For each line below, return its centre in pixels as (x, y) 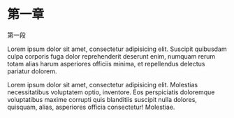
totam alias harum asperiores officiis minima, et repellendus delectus (106, 64)
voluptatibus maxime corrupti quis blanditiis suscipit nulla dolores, (102, 99)
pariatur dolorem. (32, 71)
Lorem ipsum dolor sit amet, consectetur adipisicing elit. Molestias (102, 84)
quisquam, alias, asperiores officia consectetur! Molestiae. (91, 107)
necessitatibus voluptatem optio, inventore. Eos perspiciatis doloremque (111, 92)
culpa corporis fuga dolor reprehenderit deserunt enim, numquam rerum (111, 56)
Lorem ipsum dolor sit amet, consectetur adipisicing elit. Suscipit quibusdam (117, 49)
